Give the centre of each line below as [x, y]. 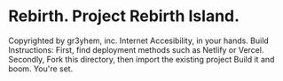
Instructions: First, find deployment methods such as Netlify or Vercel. [136, 49]
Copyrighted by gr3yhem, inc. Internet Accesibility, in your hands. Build [139, 40]
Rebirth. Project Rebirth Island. [124, 16]
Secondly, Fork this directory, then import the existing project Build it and [141, 59]
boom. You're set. [41, 69]
